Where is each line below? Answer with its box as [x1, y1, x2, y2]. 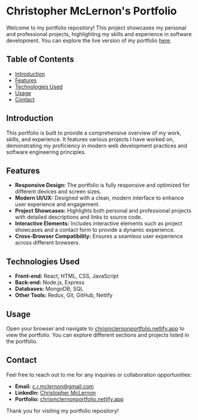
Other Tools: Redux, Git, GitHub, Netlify [14, 291, 113, 299]
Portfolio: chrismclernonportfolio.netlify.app [14, 395, 124, 403]
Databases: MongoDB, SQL [14, 285, 84, 293]
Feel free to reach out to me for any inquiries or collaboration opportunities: [6, 371, 192, 378]
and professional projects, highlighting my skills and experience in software [6, 30, 192, 37]
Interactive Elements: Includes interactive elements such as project [14, 220, 182, 227]
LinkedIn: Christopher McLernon [14, 389, 96, 396]
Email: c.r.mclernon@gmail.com [14, 383, 94, 390]
